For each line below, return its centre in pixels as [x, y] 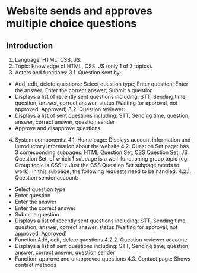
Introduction [30, 45]
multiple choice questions [72, 23]
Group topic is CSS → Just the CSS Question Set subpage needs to [97, 165]
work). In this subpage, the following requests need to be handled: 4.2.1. [103, 171]
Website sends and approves [79, 11]
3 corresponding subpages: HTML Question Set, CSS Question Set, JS [101, 152]
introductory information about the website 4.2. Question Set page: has [102, 146]
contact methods [36, 265]
